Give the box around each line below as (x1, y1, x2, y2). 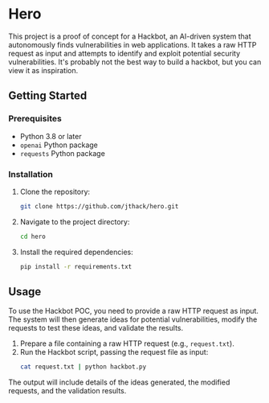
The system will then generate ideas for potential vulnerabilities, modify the (8, 315, 258, 324)
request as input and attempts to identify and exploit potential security (8, 48, 241, 58)
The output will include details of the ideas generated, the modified (8, 377, 230, 387)
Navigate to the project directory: (19, 216, 130, 226)
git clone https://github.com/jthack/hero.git (19, 202, 179, 210)
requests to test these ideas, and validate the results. (8, 323, 184, 333)
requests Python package (19, 148, 106, 158)
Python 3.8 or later (19, 131, 82, 141)
